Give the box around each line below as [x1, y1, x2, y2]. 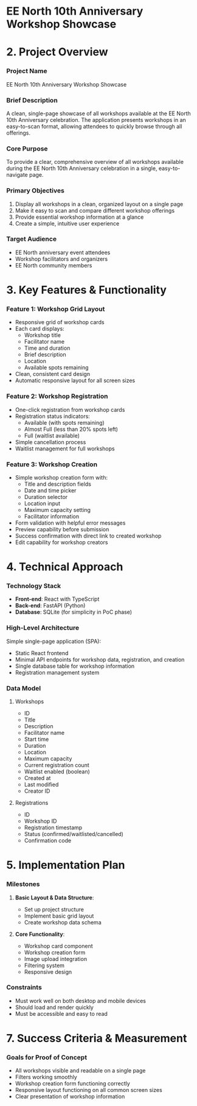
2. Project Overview [6, 45, 108, 59]
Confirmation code [24, 837, 72, 845]
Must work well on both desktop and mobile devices [15, 997, 146, 1004]
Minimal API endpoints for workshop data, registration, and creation [15, 656, 185, 663]
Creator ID [24, 787, 50, 795]
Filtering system [24, 962, 65, 969]
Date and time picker [24, 486, 77, 494]
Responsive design [24, 968, 72, 976]
